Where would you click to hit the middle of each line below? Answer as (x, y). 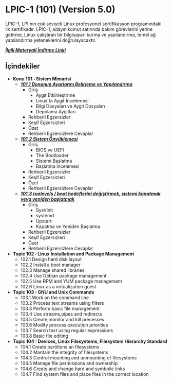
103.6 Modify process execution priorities (64, 325)
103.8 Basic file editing (44, 336)
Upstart (44, 221)
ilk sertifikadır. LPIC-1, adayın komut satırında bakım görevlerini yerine (79, 29)
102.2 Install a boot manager (50, 265)
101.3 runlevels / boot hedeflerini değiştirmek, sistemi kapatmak (90, 194)
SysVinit (44, 210)
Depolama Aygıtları (56, 111)
